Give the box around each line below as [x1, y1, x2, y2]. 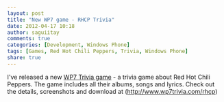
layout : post [7, 10, 45, 17]
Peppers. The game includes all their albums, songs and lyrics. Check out [7, 80, 215, 88]
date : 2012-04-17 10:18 [7, 22, 75, 29]
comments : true [7, 35, 51, 42]
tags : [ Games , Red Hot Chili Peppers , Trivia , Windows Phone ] [7, 48, 188, 55]
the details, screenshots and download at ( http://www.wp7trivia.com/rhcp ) [7, 87, 218, 95]
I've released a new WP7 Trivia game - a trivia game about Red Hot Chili [7, 73, 210, 81]
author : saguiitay [7, 29, 60, 36]
